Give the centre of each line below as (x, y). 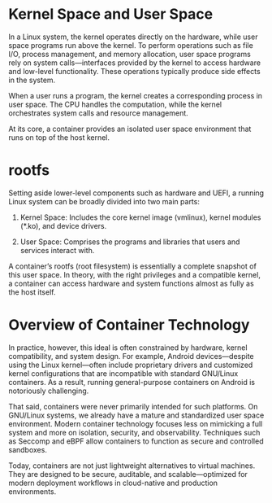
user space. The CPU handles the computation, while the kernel (115, 104)
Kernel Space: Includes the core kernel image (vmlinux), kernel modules (140, 217)
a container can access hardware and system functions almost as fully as (131, 283)
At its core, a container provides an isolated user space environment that (130, 129)
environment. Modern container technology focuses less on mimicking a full (136, 423)
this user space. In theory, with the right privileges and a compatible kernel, (135, 274)
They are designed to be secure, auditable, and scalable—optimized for (128, 474)
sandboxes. (28, 449)
